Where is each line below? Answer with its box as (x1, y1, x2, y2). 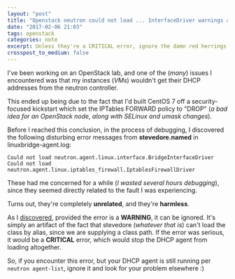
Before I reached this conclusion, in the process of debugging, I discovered (7, 125, 225, 134)
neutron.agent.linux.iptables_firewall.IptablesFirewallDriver (7, 166, 196, 173)
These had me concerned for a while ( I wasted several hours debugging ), (7, 178, 220, 186)
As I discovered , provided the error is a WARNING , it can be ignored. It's (7, 213, 215, 222)
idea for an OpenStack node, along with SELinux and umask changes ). (7, 111, 212, 120)
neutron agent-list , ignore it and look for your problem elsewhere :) (7, 264, 205, 272)
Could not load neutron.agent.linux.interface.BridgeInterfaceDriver (7, 154, 215, 161)
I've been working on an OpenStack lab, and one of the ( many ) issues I (7, 68, 212, 77)
